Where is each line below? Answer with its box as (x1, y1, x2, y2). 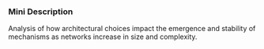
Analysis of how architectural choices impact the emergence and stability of (8, 24, 256, 33)
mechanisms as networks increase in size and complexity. (8, 32, 198, 41)
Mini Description (8, 6, 74, 17)
